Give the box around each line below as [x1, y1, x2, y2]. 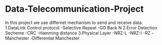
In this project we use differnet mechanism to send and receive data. [5, 20, 143, 25]
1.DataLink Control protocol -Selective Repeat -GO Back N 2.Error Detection [5, 24, 158, 30]
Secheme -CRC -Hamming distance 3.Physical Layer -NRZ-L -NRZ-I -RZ [5, 30, 151, 36]
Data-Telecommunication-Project [5, 3, 144, 15]
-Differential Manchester [30, 35, 80, 41]
